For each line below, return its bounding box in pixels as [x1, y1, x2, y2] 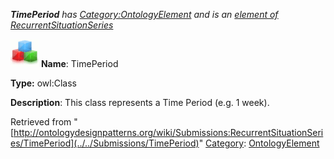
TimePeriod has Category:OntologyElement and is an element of [10, 9, 279, 20]
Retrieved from [10, 116, 72, 128]
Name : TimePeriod [40, 58, 119, 69]
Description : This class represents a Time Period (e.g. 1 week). [10, 97, 270, 108]
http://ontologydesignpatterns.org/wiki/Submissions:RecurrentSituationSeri [13, 127, 324, 138]
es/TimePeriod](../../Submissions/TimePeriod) [10, 137, 200, 149]
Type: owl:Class [10, 77, 77, 89]
